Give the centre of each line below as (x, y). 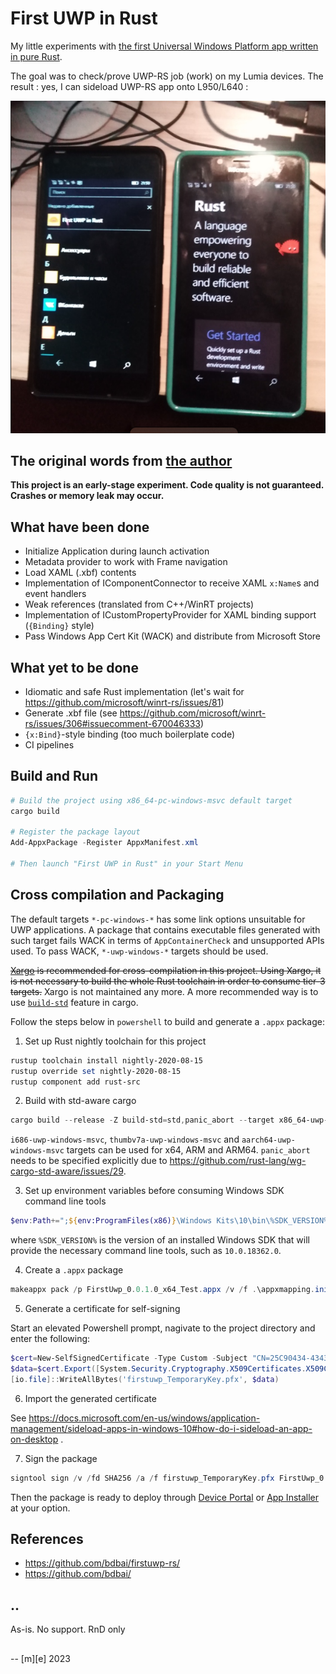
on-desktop (34, 1439)
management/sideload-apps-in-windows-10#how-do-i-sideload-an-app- (161, 1428)
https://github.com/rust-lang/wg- (238, 1161)
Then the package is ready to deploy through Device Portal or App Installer (165, 1497)
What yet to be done (74, 667)
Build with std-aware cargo (80, 1101)
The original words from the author (121, 461)
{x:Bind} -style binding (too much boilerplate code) (130, 734)
